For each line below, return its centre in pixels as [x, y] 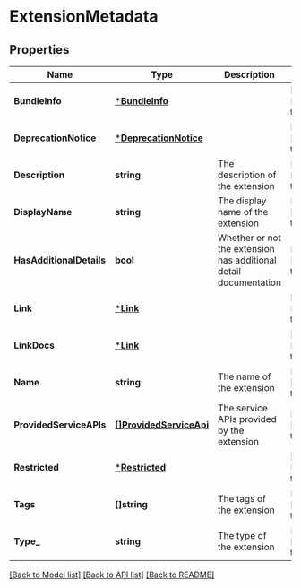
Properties [39, 50]
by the [231, 430]
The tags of [242, 499]
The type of [242, 536]
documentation [250, 282]
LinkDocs [34, 345]
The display [242, 201]
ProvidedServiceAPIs [60, 425]
